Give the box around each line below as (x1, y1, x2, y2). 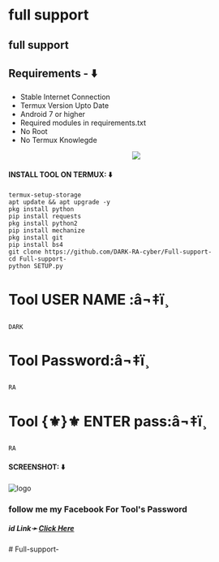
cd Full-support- (8, 254, 67, 263)
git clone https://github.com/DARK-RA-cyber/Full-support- (8, 248, 213, 256)
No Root (19, 127, 48, 136)
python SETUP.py (8, 262, 63, 270)
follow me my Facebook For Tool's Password (8, 504, 188, 515)
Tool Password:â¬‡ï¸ (8, 351, 150, 370)
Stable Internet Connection (19, 92, 111, 102)
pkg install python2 (8, 219, 79, 227)
